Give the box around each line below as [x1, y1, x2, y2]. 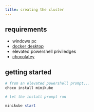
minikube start [5, 103, 36, 108]
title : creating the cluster [5, 7, 64, 12]
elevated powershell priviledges [12, 48, 76, 54]
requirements [5, 25, 47, 34]
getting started [5, 68, 52, 76]
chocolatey [12, 54, 35, 60]
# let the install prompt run [5, 94, 67, 99]
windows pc [12, 38, 37, 44]
